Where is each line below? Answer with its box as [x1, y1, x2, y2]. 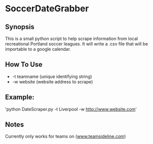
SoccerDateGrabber [5, 3, 89, 14]
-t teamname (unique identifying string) [12, 73, 92, 79]
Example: [5, 93, 34, 102]
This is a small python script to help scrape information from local [5, 36, 138, 41]
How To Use [5, 60, 43, 69]
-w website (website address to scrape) [12, 78, 93, 84]
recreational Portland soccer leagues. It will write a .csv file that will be [5, 41, 149, 47]
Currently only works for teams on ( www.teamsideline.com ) [5, 134, 126, 140]
